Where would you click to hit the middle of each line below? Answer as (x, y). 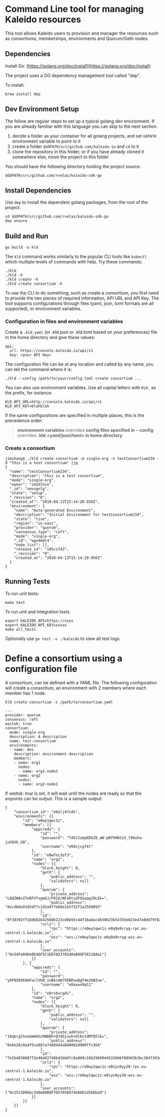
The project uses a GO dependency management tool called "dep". (73, 75)
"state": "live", (32, 519)
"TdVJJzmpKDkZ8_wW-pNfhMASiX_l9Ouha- (105, 838)
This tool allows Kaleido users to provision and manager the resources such (82, 33)
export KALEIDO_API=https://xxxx (39, 621)
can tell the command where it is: (39, 370)
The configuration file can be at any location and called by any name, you (79, 364)
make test (15, 602)
